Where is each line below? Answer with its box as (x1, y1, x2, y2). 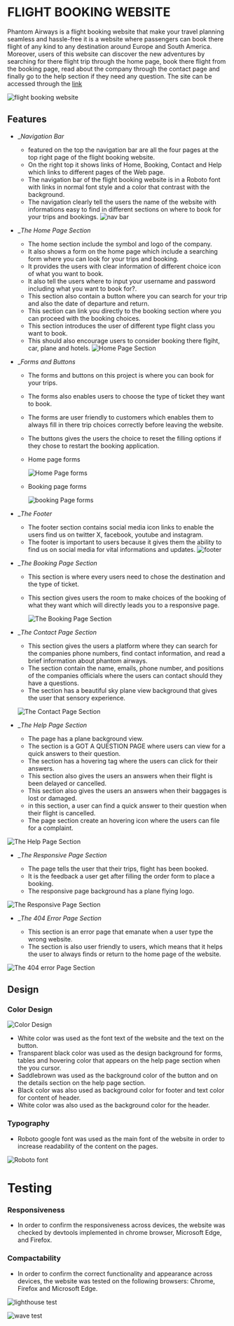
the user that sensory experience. (27, 693, 126, 702)
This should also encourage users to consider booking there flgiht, (27, 336, 221, 345)
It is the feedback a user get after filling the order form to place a (27, 871, 215, 880)
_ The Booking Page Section (17, 558, 98, 567)
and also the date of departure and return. (27, 299, 149, 308)
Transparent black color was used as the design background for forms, (17, 1049, 223, 1058)
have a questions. (27, 679, 79, 687)
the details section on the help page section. (17, 1079, 146, 1087)
